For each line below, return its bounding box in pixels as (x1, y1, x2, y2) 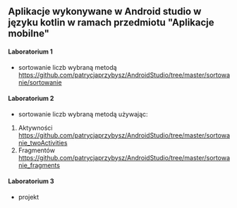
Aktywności (18, 123, 53, 132)
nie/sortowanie (18, 78, 62, 87)
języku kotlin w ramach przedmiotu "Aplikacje (8, 17, 214, 29)
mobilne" (8, 27, 50, 39)
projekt (18, 193, 39, 201)
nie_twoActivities (18, 138, 68, 147)
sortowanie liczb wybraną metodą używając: (18, 109, 148, 118)
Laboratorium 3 (8, 177, 55, 185)
